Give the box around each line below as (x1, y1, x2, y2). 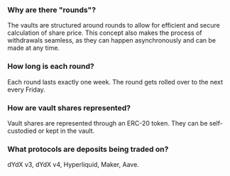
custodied (7, 126, 37, 135)
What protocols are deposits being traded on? (7, 144, 169, 154)
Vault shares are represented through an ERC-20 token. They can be (7, 119, 208, 127)
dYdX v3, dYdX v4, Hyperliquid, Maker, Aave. (7, 160, 140, 169)
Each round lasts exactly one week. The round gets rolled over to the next (7, 77, 224, 86)
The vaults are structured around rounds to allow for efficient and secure (7, 21, 220, 30)
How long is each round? (7, 62, 94, 72)
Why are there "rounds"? (7, 5, 97, 15)
